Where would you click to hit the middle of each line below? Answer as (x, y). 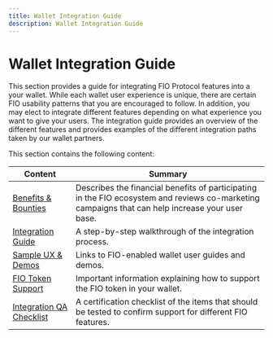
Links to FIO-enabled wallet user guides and (160, 255)
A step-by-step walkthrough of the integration (165, 231)
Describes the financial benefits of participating (167, 188)
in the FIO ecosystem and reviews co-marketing (168, 198)
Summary (168, 174)
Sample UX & (37, 255)
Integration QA (40, 307)
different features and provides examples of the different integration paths (132, 129)
